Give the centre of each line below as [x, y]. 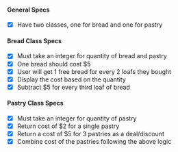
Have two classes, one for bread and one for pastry [90, 25]
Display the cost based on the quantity [72, 79]
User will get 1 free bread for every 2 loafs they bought [94, 71]
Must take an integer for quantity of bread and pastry [92, 56]
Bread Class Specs [35, 40]
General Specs [28, 10]
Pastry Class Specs [35, 103]
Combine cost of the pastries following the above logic [94, 142]
